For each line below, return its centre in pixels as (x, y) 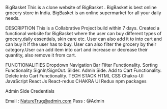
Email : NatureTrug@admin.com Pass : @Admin (55, 101)
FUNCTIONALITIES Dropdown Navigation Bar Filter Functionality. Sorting (81, 65)
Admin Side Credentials (30, 91)
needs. (12, 18)
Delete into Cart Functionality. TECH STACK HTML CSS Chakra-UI (74, 76)
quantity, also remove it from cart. (41, 55)
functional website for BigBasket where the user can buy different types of (83, 33)
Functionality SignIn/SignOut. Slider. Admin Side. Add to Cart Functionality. (83, 70)
